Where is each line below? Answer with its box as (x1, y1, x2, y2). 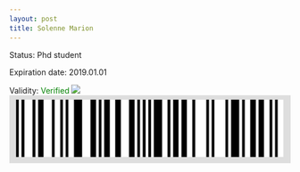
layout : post (9, 14, 58, 23)
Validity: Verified (9, 85, 70, 95)
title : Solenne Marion (9, 23, 94, 33)
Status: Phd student (9, 49, 82, 60)
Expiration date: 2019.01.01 (9, 67, 107, 78)
